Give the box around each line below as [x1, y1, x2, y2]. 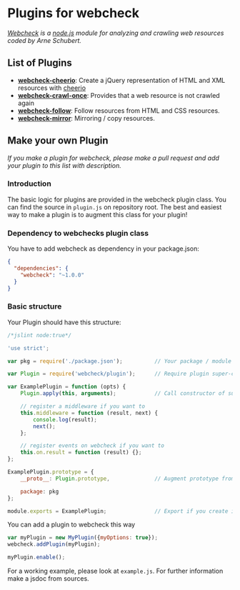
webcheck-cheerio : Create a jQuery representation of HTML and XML [17, 76, 226, 84]
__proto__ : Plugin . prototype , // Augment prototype [20, 475, 219, 482]
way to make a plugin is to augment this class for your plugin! [7, 210, 188, 219]
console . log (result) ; [33, 416, 98, 423]
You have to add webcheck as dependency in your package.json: [7, 244, 200, 253]
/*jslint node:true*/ [7, 331, 72, 339]
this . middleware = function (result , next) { [20, 409, 159, 416]
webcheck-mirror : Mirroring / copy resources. [17, 114, 155, 122]
